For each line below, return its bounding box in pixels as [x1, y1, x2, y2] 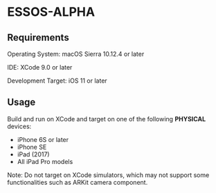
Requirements [7, 32, 69, 43]
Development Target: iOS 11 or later [7, 77, 107, 85]
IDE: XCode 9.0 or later [7, 63, 73, 71]
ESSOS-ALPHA [7, 4, 96, 20]
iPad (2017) [17, 150, 50, 159]
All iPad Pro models [17, 157, 73, 165]
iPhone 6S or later [17, 135, 69, 143]
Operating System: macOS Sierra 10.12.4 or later [7, 50, 145, 58]
